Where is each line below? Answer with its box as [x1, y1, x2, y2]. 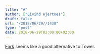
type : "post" [5, 26, 32, 30]
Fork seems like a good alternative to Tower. [5, 44, 96, 49]
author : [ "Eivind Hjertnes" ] [5, 12, 65, 17]
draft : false [5, 16, 32, 21]
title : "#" [5, 7, 28, 12]
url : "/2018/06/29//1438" [5, 21, 58, 26]
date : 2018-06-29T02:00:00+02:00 [5, 30, 74, 35]
